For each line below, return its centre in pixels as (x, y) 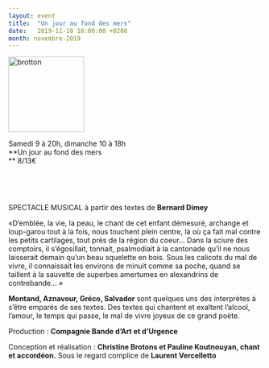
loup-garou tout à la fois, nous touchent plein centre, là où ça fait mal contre (134, 232)
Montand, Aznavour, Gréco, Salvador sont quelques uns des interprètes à (132, 299)
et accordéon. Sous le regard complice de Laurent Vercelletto (112, 356)
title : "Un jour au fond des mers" (70, 23)
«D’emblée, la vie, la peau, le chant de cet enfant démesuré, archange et (129, 223)
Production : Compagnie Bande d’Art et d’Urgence (93, 332)
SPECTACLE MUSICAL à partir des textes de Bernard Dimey (108, 208)
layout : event (32, 16)
